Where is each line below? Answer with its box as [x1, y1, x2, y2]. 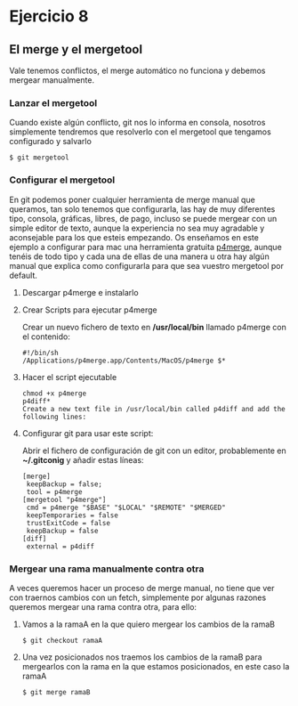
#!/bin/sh [21, 348, 60, 357]
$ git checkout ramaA [21, 636, 102, 645]
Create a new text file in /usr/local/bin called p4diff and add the [21, 404, 286, 413]
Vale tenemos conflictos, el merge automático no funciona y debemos [9, 65, 266, 76]
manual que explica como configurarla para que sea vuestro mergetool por [9, 260, 285, 271]
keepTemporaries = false [26, 510, 118, 520]
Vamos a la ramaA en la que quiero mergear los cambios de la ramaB [21, 619, 276, 629]
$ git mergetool [9, 153, 69, 162]
